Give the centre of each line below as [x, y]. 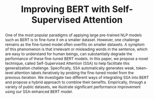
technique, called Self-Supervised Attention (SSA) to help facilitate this [67, 63]
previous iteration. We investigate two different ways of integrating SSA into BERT [77, 77]
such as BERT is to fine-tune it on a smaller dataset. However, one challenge [72, 39]
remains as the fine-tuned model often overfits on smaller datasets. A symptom [75, 44]
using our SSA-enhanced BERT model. [39, 91]
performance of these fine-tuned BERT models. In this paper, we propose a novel [76, 59]
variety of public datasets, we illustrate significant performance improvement [73, 87]
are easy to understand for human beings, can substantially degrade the [68, 54]
